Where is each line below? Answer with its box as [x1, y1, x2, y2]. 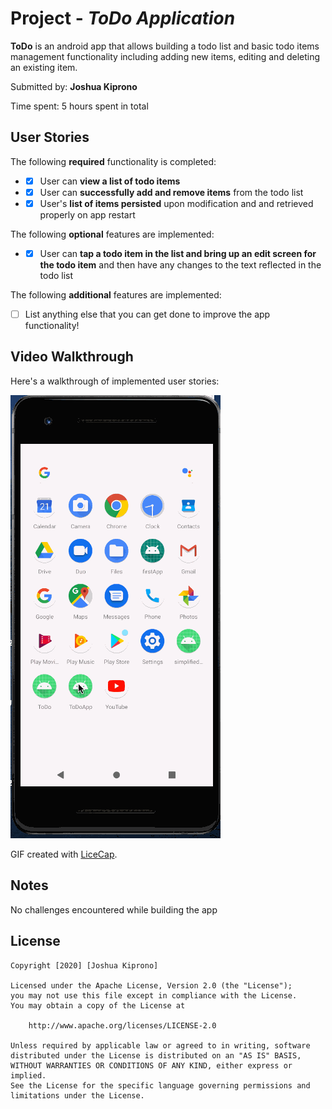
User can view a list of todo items [39, 175, 181, 187]
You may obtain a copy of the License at [10, 1000, 186, 1011]
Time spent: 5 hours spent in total [10, 100, 149, 112]
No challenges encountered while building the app [10, 903, 218, 916]
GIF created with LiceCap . [10, 848, 118, 860]
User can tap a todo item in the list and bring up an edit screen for [39, 247, 317, 259]
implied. [10, 1070, 47, 1081]
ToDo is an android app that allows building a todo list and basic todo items [10, 40, 320, 52]
